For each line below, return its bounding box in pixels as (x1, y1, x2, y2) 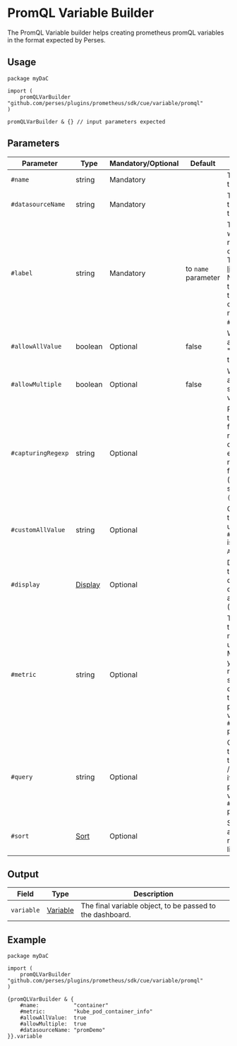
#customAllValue (11, 526, 66, 534)
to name (186, 263, 209, 273)
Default (190, 158, 216, 168)
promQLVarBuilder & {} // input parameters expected (7, 118, 166, 125)
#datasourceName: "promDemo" (20, 1027, 106, 1034)
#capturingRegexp (11, 449, 69, 457)
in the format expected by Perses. (7, 35, 106, 44)
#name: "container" (20, 1002, 109, 1009)
